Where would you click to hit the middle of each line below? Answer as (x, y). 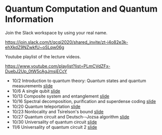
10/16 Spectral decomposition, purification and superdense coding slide (84, 101)
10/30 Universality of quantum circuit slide (54, 122)
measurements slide (32, 85)
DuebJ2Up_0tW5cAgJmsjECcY (36, 71)
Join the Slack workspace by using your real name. (56, 33)
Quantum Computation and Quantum (81, 9)
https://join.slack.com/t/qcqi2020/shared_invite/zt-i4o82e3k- (67, 42)
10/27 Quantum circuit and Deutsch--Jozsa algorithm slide (71, 117)
